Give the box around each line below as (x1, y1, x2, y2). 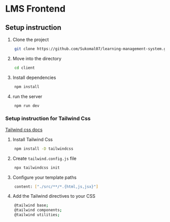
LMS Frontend (5, 3, 66, 15)
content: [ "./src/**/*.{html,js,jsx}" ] (14, 184, 99, 189)
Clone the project (12, 36, 49, 42)
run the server (12, 93, 42, 99)
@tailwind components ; (14, 208, 62, 213)
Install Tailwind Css (12, 136, 53, 142)
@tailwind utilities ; (14, 212, 60, 217)
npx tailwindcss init (14, 165, 60, 170)
